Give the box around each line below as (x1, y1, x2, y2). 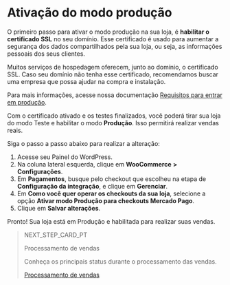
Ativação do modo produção (7, 5, 172, 21)
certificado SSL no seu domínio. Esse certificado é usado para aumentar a (7, 34, 219, 43)
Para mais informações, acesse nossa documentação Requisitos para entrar (7, 91, 223, 99)
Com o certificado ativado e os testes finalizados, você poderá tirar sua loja (7, 112, 221, 120)
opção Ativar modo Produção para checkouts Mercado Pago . (16, 196, 194, 204)
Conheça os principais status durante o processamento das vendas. (23, 257, 218, 266)
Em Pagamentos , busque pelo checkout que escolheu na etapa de (16, 174, 207, 183)
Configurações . (16, 167, 63, 176)
